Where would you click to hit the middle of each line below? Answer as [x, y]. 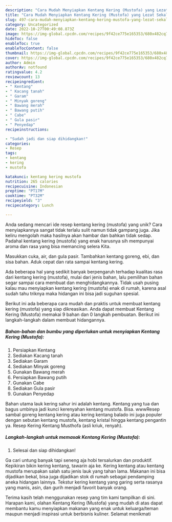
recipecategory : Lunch [29, 206]
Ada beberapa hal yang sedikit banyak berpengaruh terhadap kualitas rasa [84, 272]
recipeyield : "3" [24, 201]
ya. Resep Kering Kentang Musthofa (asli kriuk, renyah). [64, 425]
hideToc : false [21, 39]
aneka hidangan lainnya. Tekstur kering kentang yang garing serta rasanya [84, 482]
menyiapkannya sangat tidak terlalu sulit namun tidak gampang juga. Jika [83, 230]
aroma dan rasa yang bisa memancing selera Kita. [58, 246]
